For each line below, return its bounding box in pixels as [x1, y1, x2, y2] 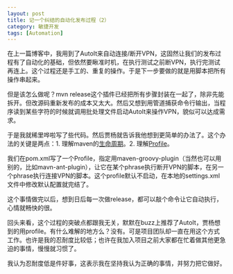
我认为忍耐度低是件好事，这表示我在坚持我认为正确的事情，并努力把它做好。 [7, 259, 226, 268]
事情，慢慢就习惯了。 [19, 244, 80, 253]
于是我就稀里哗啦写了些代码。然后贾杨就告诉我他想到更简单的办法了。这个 [7, 131, 220, 139]
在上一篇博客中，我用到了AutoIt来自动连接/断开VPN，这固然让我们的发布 [7, 49, 216, 58]
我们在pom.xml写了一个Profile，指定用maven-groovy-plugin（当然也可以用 [7, 154, 222, 163]
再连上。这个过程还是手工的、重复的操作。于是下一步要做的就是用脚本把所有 [7, 67, 226, 75]
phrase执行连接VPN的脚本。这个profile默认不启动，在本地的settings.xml [12, 171, 221, 180]
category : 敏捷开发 [7, 23, 60, 30]
